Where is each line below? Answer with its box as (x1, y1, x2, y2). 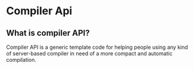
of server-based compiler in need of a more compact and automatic (6, 50, 173, 57)
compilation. (6, 57, 37, 63)
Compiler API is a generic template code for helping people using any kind (6, 43, 189, 51)
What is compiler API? (6, 28, 90, 38)
